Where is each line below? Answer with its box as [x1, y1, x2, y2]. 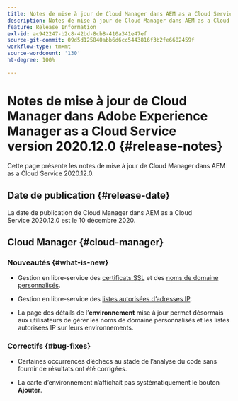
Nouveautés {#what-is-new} [7, 257, 109, 267]
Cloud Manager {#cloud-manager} [7, 236, 164, 248]
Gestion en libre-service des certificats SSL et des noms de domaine [17, 274, 219, 282]
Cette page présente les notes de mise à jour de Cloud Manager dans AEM [7, 161, 226, 170]
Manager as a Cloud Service [7, 123, 177, 139]
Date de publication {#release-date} [7, 190, 170, 202]
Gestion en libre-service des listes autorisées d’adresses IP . [17, 295, 193, 303]
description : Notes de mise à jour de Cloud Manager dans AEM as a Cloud [7, 17, 230, 24]
